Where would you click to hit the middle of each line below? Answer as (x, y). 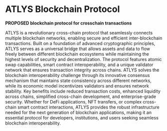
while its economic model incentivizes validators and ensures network (77, 85)
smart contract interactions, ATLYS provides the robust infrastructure (88, 107)
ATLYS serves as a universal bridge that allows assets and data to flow (78, 48)
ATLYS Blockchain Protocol (63, 9)
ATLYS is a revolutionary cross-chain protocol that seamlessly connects (79, 32)
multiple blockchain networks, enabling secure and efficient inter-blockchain (84, 38)
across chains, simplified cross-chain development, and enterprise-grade (81, 96)
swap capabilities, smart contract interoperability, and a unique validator (79, 64)
